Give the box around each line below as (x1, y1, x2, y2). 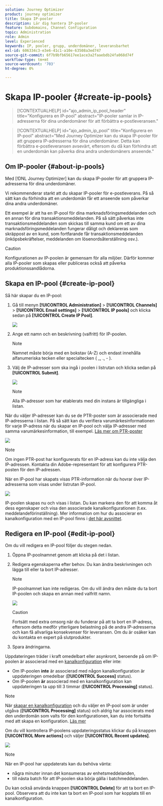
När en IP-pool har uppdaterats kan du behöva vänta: (5, 761, 112, 767)
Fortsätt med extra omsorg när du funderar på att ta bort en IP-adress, (12, 619, 153, 625)
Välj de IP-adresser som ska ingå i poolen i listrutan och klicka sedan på (12, 365, 156, 370)
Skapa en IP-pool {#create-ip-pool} (5, 280, 115, 288)
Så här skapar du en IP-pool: (5, 292, 62, 298)
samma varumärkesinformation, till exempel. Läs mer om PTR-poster (5, 428, 143, 434)
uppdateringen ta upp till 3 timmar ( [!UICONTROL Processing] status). (12, 684, 154, 690)
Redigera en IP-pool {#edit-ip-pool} (5, 529, 115, 538)
